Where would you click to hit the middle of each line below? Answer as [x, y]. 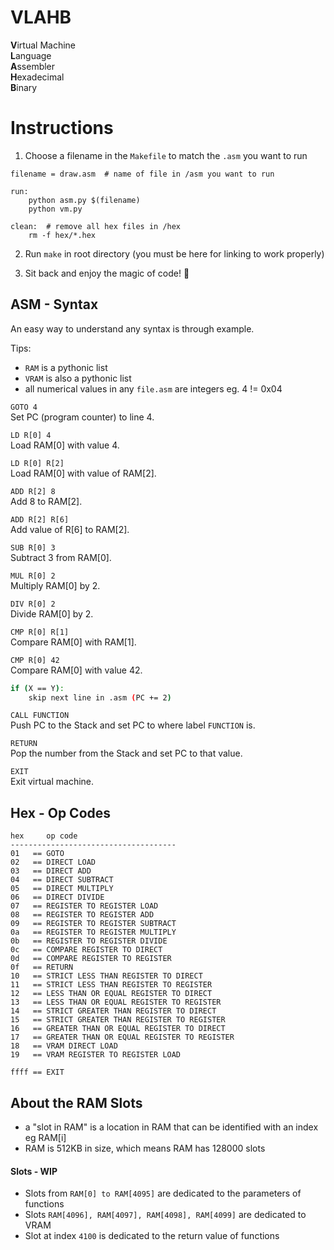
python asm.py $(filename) [84, 200]
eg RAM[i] [45, 1138]
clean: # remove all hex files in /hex [96, 226]
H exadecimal [37, 77]
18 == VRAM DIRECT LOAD [64, 1046]
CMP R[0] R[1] [40, 632]
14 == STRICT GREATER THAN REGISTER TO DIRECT [113, 1011]
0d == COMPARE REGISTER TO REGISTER [91, 959]
